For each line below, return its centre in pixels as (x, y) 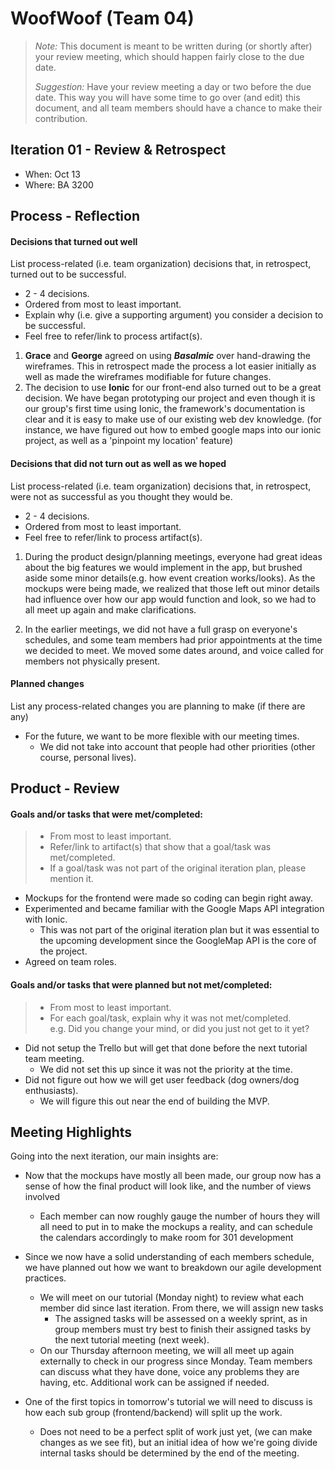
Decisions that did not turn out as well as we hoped (118, 463)
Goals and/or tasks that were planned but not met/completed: (141, 984)
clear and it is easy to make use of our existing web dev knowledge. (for (173, 419)
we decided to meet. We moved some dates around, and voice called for (174, 650)
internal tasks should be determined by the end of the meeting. (169, 1453)
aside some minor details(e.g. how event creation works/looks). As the (170, 578)
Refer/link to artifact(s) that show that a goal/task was (160, 847)
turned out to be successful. (68, 274)
